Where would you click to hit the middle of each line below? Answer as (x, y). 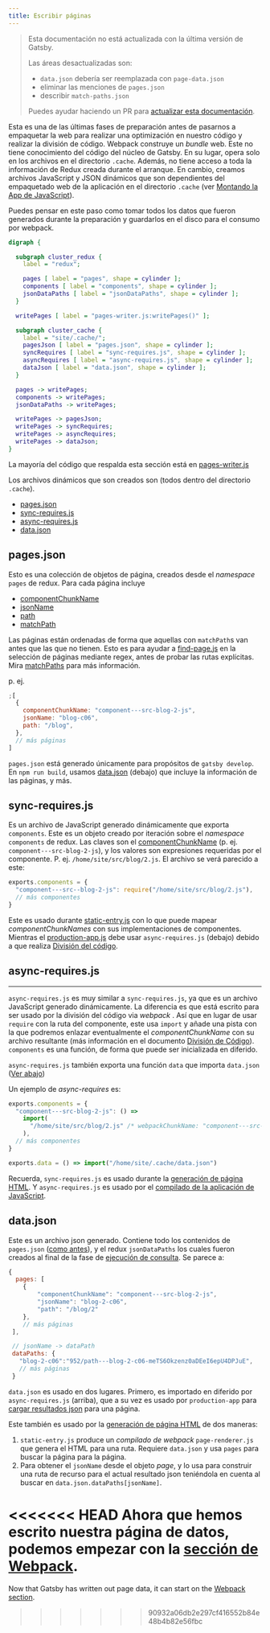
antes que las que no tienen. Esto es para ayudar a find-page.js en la (122, 648)
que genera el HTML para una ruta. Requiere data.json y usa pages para (139, 1448)
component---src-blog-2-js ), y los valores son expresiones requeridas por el (135, 851)
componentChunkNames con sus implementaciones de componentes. (125, 929)
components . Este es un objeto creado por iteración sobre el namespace (127, 834)
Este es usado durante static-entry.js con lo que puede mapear (112, 920)
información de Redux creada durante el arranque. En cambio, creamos (127, 169)
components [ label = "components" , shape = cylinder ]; (120, 286)
